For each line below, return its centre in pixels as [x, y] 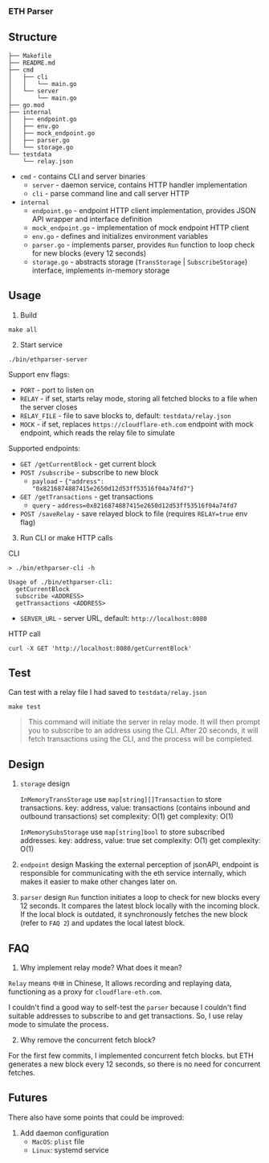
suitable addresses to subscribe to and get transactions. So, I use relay [126, 1016]
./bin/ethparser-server [48, 360]
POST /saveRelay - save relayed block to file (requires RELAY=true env [134, 513]
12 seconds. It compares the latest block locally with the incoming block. [140, 906]
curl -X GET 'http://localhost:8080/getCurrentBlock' [100, 648]
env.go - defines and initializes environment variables [120, 236]
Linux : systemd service [70, 1150]
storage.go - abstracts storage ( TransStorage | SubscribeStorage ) [140, 261]
